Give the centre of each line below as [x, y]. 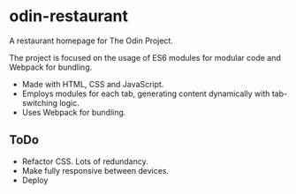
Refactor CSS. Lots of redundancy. [85, 161]
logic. [69, 102]
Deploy [35, 180]
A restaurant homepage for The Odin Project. [91, 41]
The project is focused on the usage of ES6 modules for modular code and [145, 57]
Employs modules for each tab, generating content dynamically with [146, 93]
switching [40, 102]
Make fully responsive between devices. [95, 170]
